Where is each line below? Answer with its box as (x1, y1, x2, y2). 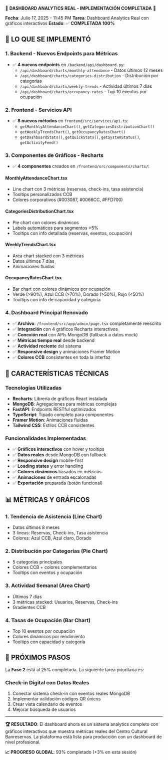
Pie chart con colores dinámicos (12, 219, 79, 226)
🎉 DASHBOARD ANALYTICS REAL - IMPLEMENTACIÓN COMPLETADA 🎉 (5, 6, 156, 11)
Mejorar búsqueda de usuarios (12, 706, 76, 712)
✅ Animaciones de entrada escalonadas (12, 474, 96, 480)
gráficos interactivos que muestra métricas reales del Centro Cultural (5, 728, 147, 734)
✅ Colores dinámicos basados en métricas (12, 469, 102, 475)
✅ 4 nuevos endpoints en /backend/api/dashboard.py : (12, 61, 125, 68)
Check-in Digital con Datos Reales (5, 679, 89, 686)
